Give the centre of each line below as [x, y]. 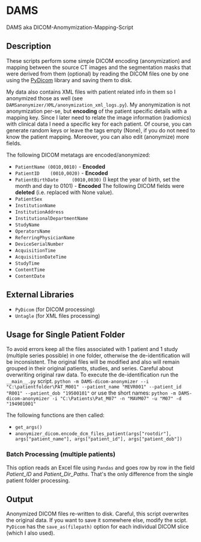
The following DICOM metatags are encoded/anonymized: [78, 155]
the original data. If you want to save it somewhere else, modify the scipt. [97, 520]
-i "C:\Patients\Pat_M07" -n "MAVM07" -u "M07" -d [117, 399]
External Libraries [40, 295]
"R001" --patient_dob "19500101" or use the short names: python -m [91, 393]
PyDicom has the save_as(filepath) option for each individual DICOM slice [98, 527]
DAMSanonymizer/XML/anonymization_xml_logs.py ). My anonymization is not [98, 105]
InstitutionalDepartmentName [51, 218]
